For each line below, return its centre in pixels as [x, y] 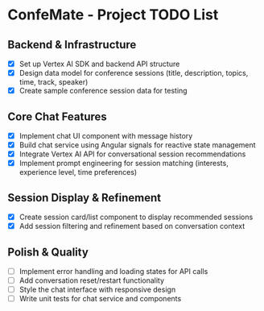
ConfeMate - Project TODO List [113, 15]
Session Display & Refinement [85, 198]
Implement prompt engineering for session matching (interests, [124, 164]
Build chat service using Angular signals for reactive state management [137, 145]
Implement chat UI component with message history [106, 136]
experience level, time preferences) [78, 172]
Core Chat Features [58, 116]
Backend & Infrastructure [72, 45]
